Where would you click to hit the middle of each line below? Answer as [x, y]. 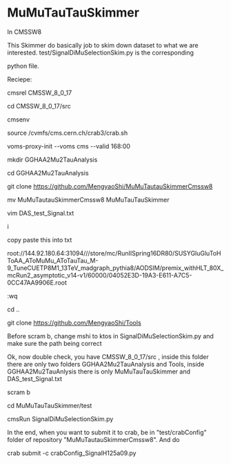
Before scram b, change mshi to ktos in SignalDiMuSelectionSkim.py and [110, 336]
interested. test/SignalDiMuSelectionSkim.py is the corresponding [101, 52]
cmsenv [18, 119]
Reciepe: [20, 79]
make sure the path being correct [54, 343]
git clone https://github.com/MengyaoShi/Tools [74, 322]
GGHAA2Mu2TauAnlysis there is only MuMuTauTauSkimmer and [99, 371]
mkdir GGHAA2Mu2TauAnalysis [52, 159]
